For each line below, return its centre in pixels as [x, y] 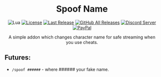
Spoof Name [82, 9]
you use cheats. [82, 42]
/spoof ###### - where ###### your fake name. [60, 69]
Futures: [18, 58]
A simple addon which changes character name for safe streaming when [82, 37]
